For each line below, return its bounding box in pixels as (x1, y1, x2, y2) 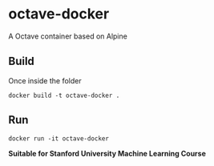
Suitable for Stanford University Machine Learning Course (8, 148, 207, 158)
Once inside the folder (8, 75, 82, 85)
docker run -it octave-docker (8, 134, 110, 143)
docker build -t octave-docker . (8, 91, 120, 99)
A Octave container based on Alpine (8, 31, 128, 41)
